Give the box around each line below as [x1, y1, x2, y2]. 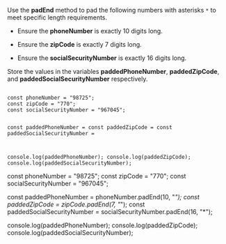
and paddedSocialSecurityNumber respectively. [7, 75, 148, 83]
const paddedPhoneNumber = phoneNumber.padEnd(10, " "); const [7, 192, 200, 201]
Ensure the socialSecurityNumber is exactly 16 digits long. [17, 54, 187, 62]
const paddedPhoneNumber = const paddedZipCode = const [7, 123, 172, 131]
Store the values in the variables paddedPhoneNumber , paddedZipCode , [7, 68, 220, 75]
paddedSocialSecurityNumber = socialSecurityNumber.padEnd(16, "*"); [7, 207, 213, 215]
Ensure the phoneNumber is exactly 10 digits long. [17, 27, 163, 35]
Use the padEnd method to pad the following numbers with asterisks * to [7, 6, 217, 14]
